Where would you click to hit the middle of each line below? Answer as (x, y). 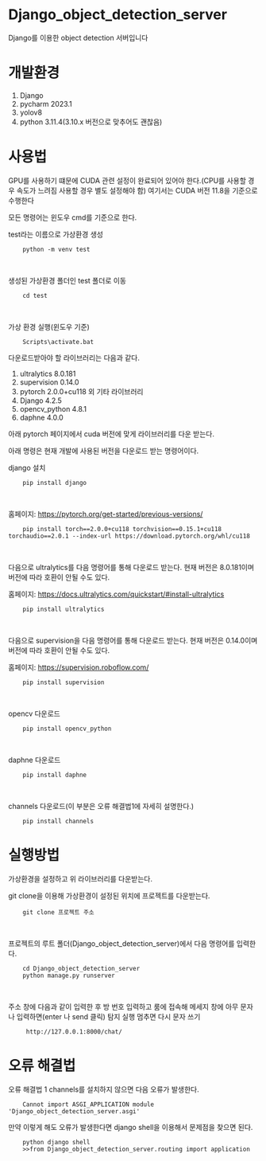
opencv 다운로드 (35, 713)
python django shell (56, 1142)
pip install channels (58, 821)
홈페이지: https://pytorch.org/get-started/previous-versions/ (106, 514)
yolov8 (31, 112)
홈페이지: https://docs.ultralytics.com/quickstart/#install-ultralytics (116, 594)
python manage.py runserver (69, 975)
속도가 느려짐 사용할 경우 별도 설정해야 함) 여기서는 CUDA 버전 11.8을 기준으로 (137, 190)
